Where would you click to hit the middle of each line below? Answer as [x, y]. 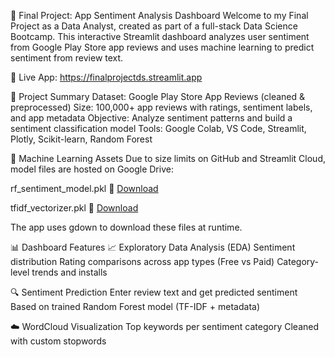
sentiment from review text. [67, 58]
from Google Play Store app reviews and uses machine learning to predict [162, 47]
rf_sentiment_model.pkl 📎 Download [84, 188]
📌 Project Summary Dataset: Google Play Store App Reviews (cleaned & [157, 96]
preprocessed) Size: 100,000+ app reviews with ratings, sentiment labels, [161, 107]
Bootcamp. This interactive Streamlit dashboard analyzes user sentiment [160, 36]
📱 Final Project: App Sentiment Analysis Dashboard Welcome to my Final [159, 15]
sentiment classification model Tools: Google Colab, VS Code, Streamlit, [158, 128]
